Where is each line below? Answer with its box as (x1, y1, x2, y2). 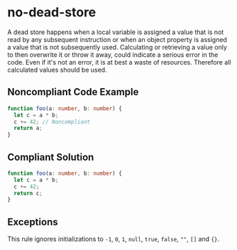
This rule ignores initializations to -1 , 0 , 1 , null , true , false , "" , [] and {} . (7, 235, 220, 244)
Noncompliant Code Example (7, 86, 139, 98)
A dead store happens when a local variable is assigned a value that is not (7, 28, 224, 36)
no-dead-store (7, 4, 97, 21)
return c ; (13, 190, 43, 197)
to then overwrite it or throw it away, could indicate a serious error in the (7, 50, 219, 59)
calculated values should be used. (7, 65, 108, 74)
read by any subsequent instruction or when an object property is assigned (7, 35, 227, 43)
